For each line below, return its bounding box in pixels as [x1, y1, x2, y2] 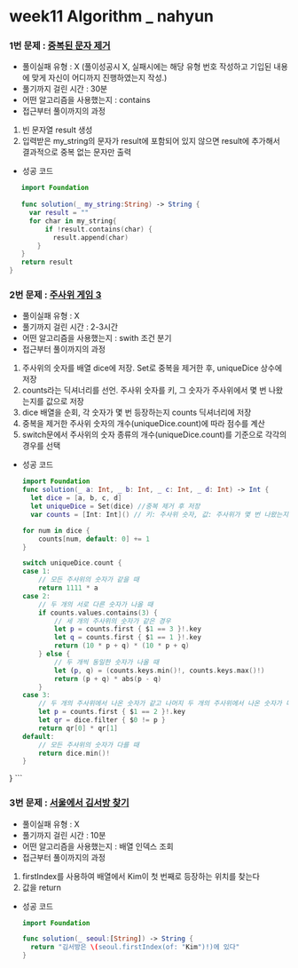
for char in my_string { [28, 216, 117, 226]
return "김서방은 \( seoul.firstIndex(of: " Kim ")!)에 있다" [30, 943, 240, 952]
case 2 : [21, 591, 51, 600]
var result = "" [28, 209, 90, 218]
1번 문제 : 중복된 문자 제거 [9, 40, 111, 52]
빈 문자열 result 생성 [21, 124, 93, 135]
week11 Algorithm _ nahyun [9, 6, 215, 27]
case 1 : [21, 567, 51, 576]
